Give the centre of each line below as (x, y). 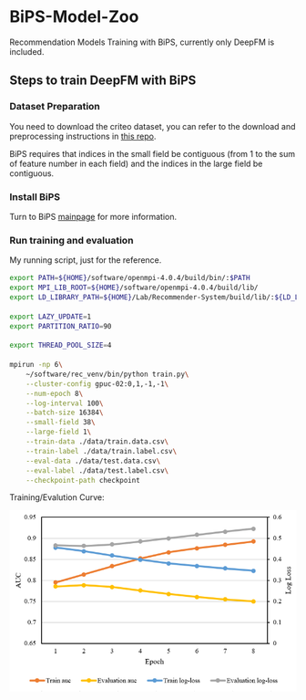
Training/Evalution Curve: (57, 497)
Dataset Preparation (55, 107)
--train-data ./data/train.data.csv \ (97, 442)
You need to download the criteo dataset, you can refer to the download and (153, 126)
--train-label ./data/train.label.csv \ (102, 451)
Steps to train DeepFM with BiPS (103, 81)
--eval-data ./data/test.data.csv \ (93, 461)
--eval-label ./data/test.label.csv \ (97, 470)
